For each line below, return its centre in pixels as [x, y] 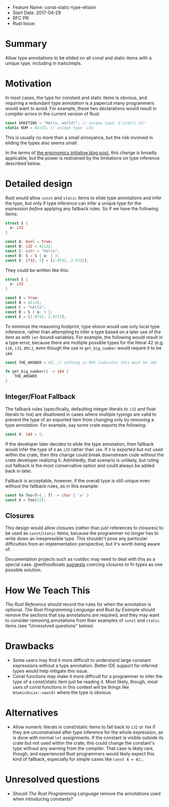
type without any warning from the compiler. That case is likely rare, [83, 748]
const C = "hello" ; [26, 307]
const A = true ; [22, 298]
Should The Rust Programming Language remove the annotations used [87, 794]
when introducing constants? [43, 799]
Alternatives [32, 713]
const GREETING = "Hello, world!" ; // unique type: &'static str [75, 123]
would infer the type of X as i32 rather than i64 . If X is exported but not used [84, 449]
